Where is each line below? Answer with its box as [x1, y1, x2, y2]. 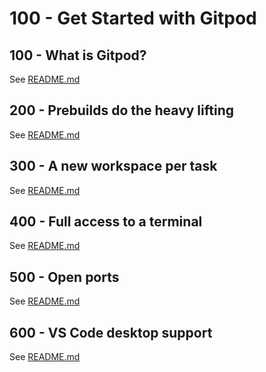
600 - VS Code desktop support [9, 324, 213, 341]
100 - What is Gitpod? [9, 47, 147, 64]
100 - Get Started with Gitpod [9, 7, 257, 30]
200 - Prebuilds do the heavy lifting [9, 102, 234, 119]
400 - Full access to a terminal [9, 213, 203, 231]
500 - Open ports [9, 268, 120, 286]
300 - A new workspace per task [9, 158, 218, 175]
